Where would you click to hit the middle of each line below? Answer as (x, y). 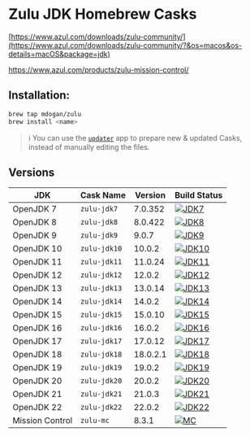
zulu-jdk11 (101, 262)
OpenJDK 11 (37, 262)
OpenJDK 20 (37, 381)
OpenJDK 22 (37, 408)
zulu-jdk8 (99, 222)
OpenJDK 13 (37, 288)
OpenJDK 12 (37, 275)
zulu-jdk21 (101, 394)
